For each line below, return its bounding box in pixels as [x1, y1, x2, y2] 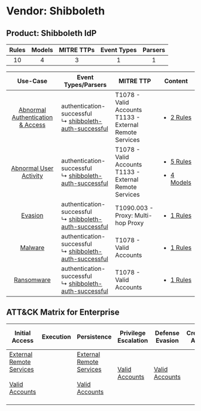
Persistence [77, 333, 112, 341]
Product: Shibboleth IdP [6, 28, 97, 38]
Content [164, 77, 188, 85]
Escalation [117, 336, 148, 344]
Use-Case [17, 77, 48, 85]
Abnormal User [11, 164, 54, 172]
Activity [22, 172, 43, 180]
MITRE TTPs [59, 46, 95, 54]
